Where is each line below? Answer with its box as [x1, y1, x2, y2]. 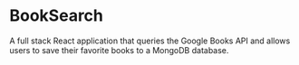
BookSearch [9, 5, 104, 26]
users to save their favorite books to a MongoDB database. [9, 44, 229, 55]
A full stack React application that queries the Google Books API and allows [9, 35, 291, 46]
